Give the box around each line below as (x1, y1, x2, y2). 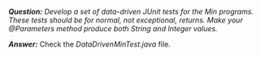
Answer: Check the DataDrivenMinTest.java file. (8, 39, 171, 49)
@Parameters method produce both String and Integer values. (8, 24, 218, 33)
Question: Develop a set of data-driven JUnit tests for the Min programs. (8, 7, 254, 16)
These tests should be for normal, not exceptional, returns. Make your (8, 15, 243, 25)
